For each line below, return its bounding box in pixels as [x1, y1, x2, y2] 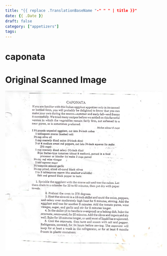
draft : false [5, 18, 32, 23]
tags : [5, 29, 16, 34]
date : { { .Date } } [5, 13, 43, 18]
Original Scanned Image [5, 74, 107, 85]
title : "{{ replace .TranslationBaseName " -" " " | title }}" [5, 8, 137, 13]
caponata [5, 51, 46, 62]
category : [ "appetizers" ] [5, 24, 59, 29]
